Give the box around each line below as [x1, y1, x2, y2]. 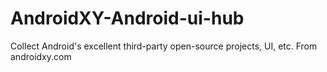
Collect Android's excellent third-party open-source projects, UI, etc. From [10, 40, 318, 52]
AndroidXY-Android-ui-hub [10, 7, 245, 30]
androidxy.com [10, 50, 72, 62]
